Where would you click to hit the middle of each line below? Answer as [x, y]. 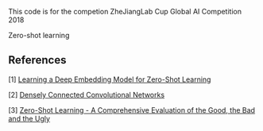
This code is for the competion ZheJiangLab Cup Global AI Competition [125, 12]
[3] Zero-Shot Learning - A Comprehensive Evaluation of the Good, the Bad [132, 110]
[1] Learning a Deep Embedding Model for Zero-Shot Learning [110, 79]
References [37, 60]
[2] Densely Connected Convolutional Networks [87, 94]
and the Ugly [29, 118]
